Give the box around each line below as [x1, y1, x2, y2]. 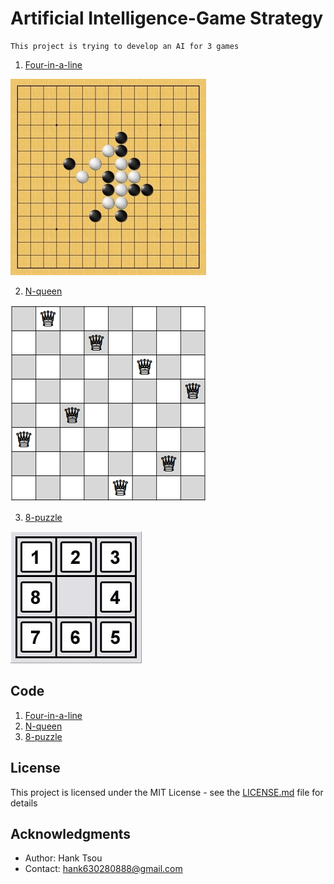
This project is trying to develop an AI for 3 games [10, 41, 240, 51]
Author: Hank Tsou [24, 852, 103, 864]
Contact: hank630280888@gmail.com [24, 863, 183, 875]
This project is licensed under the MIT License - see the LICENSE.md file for [10, 786, 324, 798]
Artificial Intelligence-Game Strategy [10, 7, 324, 30]
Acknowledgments [10, 825, 132, 842]
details [10, 797, 38, 809]
